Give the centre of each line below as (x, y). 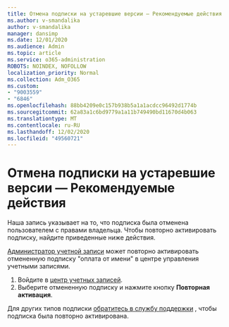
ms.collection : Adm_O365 (44, 79)
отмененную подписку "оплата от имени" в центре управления (103, 259)
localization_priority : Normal (53, 73)
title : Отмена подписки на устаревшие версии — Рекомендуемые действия (114, 14)
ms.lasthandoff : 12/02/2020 (49, 132)
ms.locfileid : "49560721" (45, 138)
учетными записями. (39, 266)
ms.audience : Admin (36, 47)
